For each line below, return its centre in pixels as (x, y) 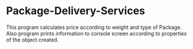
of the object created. (32, 40)
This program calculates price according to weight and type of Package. (94, 27)
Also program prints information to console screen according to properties (97, 33)
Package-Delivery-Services (76, 11)
